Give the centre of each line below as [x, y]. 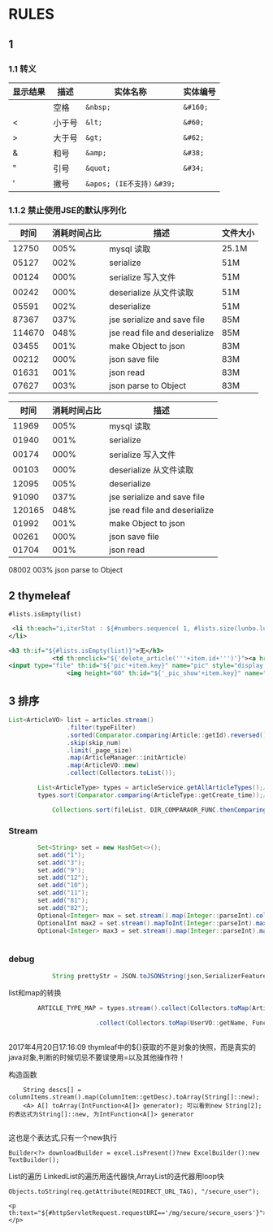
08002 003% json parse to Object [66, 570]
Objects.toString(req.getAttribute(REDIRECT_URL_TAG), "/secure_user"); [134, 1192]
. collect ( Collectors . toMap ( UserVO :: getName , [172, 1023]
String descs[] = [52, 1091]
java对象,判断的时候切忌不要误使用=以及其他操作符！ [97, 1057]
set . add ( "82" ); [63, 908]
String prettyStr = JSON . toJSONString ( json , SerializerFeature [159, 976]
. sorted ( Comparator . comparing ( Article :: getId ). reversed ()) [168, 735]
